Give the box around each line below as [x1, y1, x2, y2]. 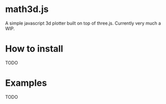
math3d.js [5, 4, 49, 15]
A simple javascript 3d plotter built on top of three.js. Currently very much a [5, 20, 161, 26]
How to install [5, 43, 64, 55]
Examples [5, 77, 47, 89]
